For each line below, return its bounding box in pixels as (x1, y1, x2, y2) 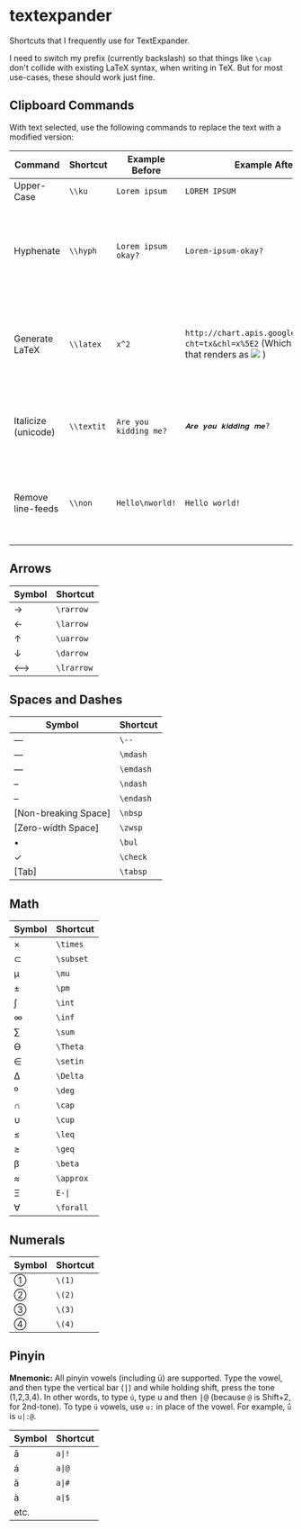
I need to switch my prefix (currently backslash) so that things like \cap (9, 52, 272, 63)
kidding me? (116, 425, 168, 436)
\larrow (55, 619, 89, 629)
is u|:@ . (9, 1410, 37, 1421)
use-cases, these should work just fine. (9, 71, 155, 82)
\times (55, 939, 84, 950)
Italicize (13, 414, 47, 427)
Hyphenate (13, 244, 61, 257)
